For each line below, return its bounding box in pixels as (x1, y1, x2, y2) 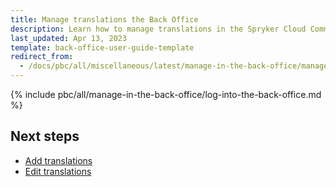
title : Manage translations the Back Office (10, 14, 199, 25)
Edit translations (24, 165, 92, 177)
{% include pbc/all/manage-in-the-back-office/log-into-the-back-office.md (10, 89, 322, 100)
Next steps (10, 128, 80, 145)
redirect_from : (10, 52, 74, 62)
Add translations (24, 154, 93, 166)
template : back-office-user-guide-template (10, 42, 195, 53)
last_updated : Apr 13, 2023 (10, 33, 128, 43)
